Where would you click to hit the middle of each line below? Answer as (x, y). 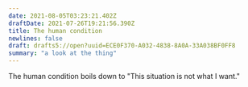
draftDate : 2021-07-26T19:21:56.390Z (72, 23)
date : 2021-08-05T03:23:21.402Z (62, 16)
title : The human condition (56, 31)
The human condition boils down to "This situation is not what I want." (124, 76)
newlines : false (35, 38)
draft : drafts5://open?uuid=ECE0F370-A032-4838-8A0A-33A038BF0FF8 (122, 46)
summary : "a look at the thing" (62, 53)
